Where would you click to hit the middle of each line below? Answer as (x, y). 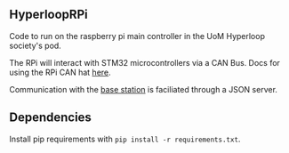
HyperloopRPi (48, 15)
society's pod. (36, 45)
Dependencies (50, 118)
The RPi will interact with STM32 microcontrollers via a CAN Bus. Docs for (144, 62)
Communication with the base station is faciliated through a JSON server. (144, 89)
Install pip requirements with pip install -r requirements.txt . (125, 139)
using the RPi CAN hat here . (60, 72)
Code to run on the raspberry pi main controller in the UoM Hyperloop (137, 36)
